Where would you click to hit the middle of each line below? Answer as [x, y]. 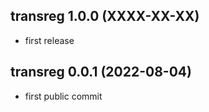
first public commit [63, 96]
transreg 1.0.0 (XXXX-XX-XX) [105, 16]
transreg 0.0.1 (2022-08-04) [101, 72]
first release [49, 40]
